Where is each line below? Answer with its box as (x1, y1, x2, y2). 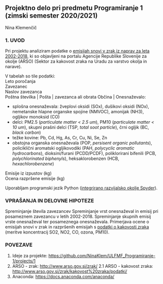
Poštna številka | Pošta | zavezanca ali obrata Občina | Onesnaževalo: (5, 94, 146, 100)
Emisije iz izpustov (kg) (5, 170, 52, 176)
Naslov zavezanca (5, 89, 42, 95)
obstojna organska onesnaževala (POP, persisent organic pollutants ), (12, 140, 152, 146)
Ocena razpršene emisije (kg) (5, 176, 65, 181)
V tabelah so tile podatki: (5, 73, 55, 79)
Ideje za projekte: (12, 253, 48, 258)
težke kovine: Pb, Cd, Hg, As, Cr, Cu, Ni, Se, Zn (12, 135, 107, 141)
